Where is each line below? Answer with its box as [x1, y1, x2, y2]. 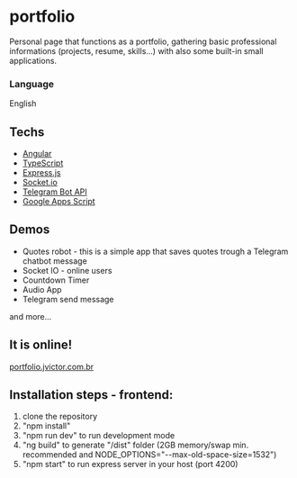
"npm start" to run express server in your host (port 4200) [22, 459, 238, 470]
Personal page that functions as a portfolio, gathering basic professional [9, 36, 277, 47]
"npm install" [22, 420, 71, 431]
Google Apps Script [22, 196, 96, 207]
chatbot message [22, 255, 87, 266]
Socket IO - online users [22, 265, 112, 275]
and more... [9, 311, 52, 321]
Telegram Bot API [22, 186, 87, 197]
